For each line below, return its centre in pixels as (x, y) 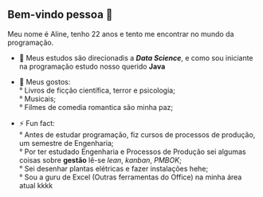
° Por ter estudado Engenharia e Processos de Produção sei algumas (132, 152)
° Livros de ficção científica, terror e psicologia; (97, 90)
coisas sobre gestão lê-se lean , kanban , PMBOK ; (100, 160)
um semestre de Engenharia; (66, 143)
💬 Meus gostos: (45, 81)
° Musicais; (37, 98)
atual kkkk (36, 185)
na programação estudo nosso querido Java (92, 66)
